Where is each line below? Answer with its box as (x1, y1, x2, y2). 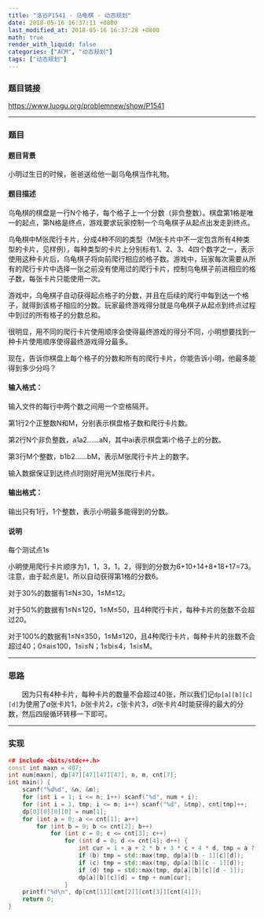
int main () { (8, 779, 51, 787)
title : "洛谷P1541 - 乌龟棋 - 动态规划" (8, 11, 132, 20)
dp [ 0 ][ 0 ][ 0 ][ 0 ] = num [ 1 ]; (22, 807, 108, 816)
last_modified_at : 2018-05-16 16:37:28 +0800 (8, 26, 159, 34)
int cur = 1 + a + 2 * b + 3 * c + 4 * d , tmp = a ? (78, 844, 255, 853)
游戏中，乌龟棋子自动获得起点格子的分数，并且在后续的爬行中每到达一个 (8, 290, 242, 299)
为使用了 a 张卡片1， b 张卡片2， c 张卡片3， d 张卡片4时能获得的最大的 (18, 700, 237, 709)
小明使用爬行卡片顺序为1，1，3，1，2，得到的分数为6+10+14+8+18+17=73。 (8, 562, 255, 571)
